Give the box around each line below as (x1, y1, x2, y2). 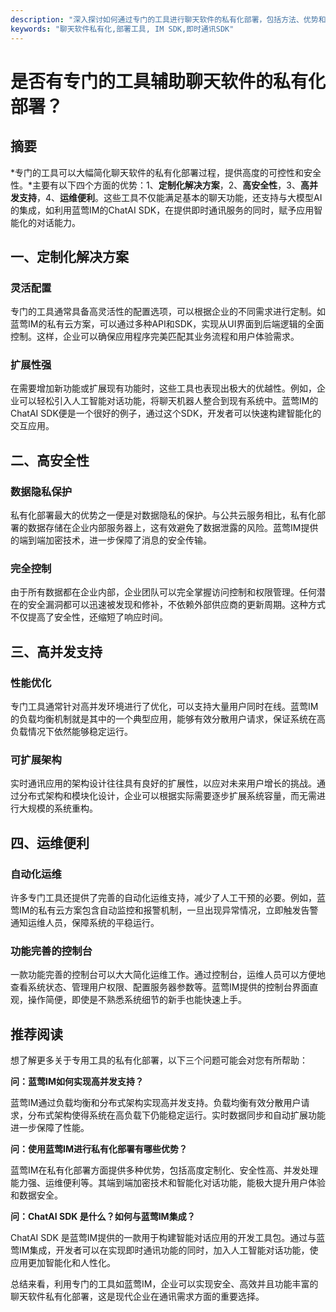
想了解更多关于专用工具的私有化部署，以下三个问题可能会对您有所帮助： (10, 1054, 308, 1066)
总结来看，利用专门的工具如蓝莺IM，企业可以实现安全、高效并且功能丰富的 (10, 1278, 319, 1290)
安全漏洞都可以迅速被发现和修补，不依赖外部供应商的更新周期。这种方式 (27, 599, 326, 611)
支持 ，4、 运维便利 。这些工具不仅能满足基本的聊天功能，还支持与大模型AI (18, 191, 323, 203)
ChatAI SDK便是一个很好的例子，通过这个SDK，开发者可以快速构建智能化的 (10, 407, 322, 420)
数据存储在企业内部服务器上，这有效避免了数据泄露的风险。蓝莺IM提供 (27, 522, 319, 534)
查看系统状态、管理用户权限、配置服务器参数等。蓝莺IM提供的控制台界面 (10, 981, 310, 993)
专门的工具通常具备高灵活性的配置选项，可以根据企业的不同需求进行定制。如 (10, 306, 326, 318)
